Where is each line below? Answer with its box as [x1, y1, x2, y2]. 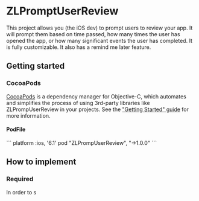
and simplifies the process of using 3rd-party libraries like [6, 99, 150, 106]
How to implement [6, 157, 77, 167]
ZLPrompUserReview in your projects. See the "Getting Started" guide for [6, 106, 189, 113]
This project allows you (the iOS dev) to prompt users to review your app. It [6, 24, 193, 31]
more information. [6, 112, 51, 119]
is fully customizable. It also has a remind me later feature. [6, 43, 151, 51]
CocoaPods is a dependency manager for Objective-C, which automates [6, 92, 187, 100]
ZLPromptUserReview [6, 4, 119, 18]
